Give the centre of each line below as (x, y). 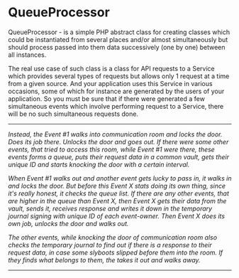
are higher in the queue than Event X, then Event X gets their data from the (117, 201)
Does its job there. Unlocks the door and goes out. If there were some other (118, 141)
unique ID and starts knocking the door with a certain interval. (99, 164)
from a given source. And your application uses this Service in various (110, 83)
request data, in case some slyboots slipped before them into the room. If (116, 252)
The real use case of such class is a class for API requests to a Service (111, 68)
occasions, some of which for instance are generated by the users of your (116, 91)
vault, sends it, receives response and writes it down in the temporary (110, 208)
